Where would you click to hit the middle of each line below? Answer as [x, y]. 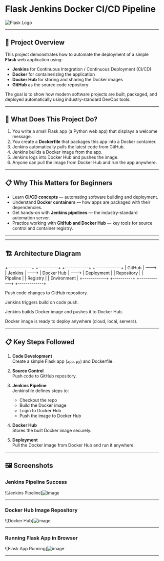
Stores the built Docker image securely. [52, 430]
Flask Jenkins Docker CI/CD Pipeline [81, 9]
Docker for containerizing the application [53, 74]
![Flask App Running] [26, 549]
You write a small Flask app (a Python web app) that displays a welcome [85, 131]
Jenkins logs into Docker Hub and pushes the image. [65, 157]
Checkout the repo [38, 400]
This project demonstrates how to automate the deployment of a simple [77, 54]
